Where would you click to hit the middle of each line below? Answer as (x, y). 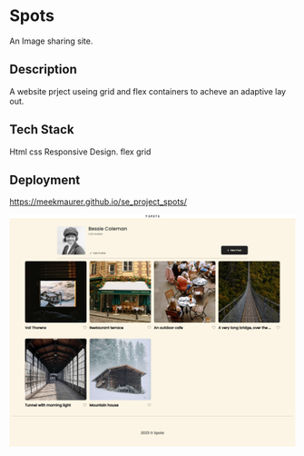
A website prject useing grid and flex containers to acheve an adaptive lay (148, 91)
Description (43, 69)
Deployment (45, 179)
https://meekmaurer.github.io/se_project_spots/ (98, 202)
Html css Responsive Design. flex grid (80, 152)
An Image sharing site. (51, 41)
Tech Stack (42, 129)
